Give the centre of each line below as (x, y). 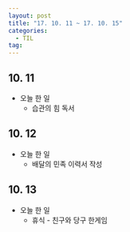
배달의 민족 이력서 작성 (67, 164)
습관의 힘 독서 (53, 108)
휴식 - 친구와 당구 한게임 (69, 220)
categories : (28, 30)
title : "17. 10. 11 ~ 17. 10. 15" (66, 23)
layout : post (30, 16)
